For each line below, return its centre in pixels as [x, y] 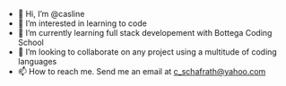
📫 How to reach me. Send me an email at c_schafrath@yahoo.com [142, 71]
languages [37, 61]
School [31, 42]
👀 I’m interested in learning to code [82, 23]
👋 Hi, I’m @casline [51, 14]
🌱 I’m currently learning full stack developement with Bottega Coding [145, 33]
